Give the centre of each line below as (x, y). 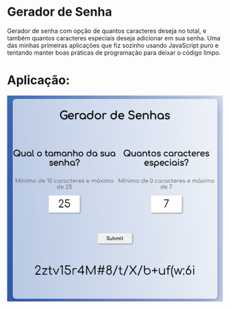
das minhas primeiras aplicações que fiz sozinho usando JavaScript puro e (113, 45)
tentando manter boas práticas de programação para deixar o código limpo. (114, 53)
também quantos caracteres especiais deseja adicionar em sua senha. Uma (114, 38)
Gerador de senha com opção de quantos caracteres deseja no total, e (107, 31)
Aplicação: (39, 80)
